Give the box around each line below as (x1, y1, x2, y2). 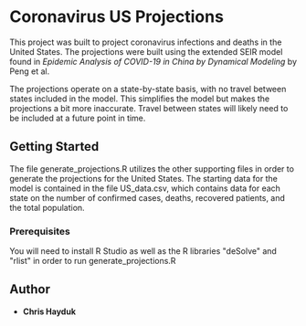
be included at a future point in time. (9, 112, 146, 123)
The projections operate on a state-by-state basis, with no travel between (9, 83, 287, 94)
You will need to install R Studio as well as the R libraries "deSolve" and (9, 246, 277, 257)
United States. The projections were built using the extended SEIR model (9, 46, 283, 57)
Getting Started (9, 139, 100, 154)
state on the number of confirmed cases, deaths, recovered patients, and (9, 192, 286, 203)
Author (9, 281, 50, 298)
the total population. (9, 202, 85, 213)
